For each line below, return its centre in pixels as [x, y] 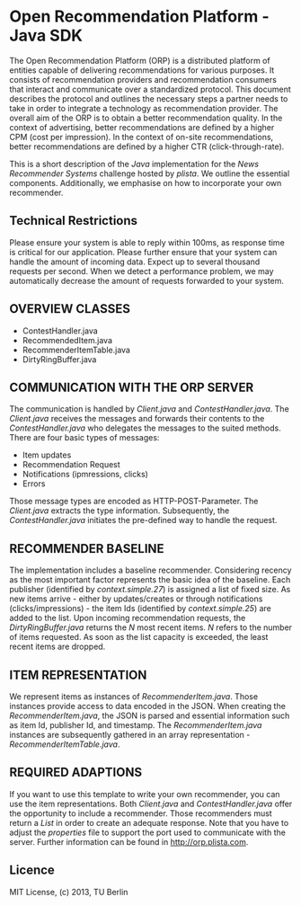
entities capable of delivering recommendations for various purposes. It [142, 70]
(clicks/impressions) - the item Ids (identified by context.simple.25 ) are [141, 608]
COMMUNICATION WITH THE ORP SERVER [132, 387]
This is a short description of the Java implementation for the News [134, 164]
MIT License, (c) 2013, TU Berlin [69, 892]
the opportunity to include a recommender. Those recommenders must [141, 813]
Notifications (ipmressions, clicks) [85, 475]
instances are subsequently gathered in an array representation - [130, 735]
